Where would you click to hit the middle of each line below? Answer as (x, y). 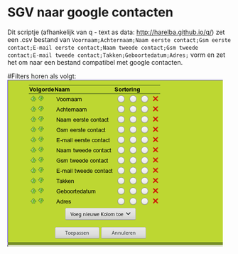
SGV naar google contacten (91, 12)
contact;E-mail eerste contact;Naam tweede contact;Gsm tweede (103, 48)
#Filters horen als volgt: (42, 76)
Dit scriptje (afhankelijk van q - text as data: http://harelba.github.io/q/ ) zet (116, 32)
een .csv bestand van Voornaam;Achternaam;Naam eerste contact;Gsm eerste (119, 39)
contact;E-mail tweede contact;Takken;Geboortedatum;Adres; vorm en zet (117, 55)
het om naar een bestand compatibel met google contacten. (95, 62)
